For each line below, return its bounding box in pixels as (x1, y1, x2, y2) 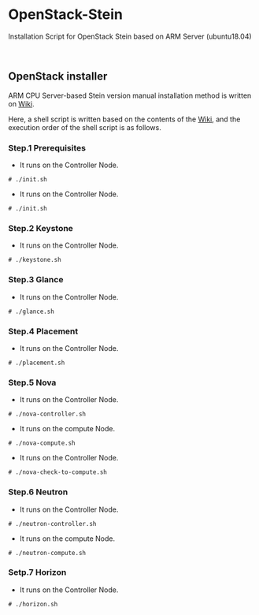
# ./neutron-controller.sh (8, 520, 97, 527)
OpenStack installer (8, 69, 108, 84)
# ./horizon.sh (8, 600, 58, 608)
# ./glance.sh (8, 307, 55, 315)
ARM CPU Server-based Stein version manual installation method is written (8, 91, 252, 100)
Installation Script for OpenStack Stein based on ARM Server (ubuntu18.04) (8, 32, 252, 41)
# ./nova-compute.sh (8, 439, 76, 447)
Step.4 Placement (8, 326, 79, 337)
